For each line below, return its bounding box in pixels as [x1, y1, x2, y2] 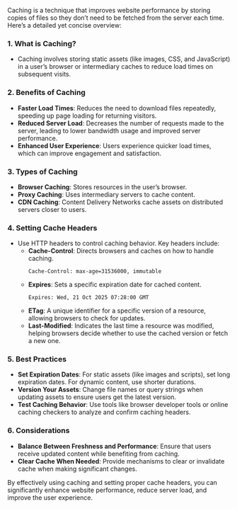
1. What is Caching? [7, 38, 76, 48]
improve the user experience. [7, 493, 93, 502]
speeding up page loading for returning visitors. [17, 111, 157, 120]
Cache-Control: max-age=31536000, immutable [28, 268, 162, 275]
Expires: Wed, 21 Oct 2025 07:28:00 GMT [28, 294, 149, 301]
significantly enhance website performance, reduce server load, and [7, 486, 207, 494]
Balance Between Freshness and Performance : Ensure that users [17, 442, 212, 450]
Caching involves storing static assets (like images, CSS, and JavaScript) [17, 55, 231, 63]
